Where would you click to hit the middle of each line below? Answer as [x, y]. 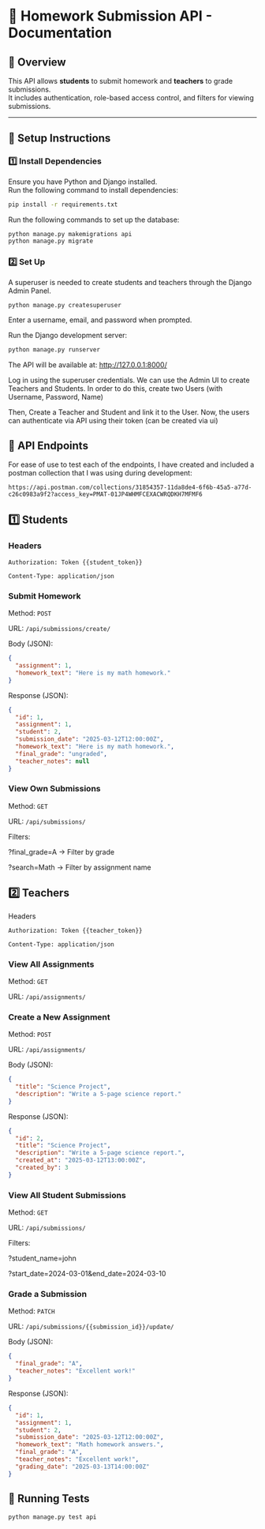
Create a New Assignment [59, 1016]
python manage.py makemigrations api [70, 234]
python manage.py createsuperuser [65, 305]
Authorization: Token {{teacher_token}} [76, 930]
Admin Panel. [30, 291]
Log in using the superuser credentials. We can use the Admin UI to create [129, 380]
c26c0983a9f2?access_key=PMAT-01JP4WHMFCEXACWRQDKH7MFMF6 [105, 494]
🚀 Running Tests [49, 1499]
